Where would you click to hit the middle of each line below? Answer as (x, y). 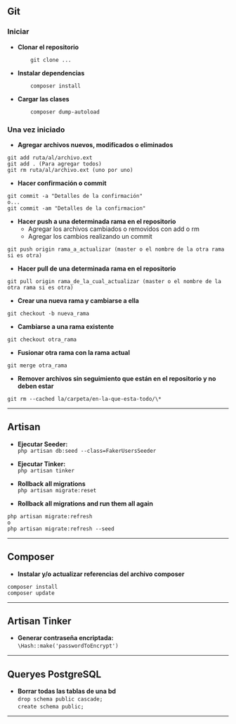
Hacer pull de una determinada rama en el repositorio (97, 268)
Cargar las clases (43, 99)
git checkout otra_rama (42, 339)
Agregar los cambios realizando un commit (90, 236)
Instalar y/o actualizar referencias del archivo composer (101, 574)
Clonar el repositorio (48, 47)
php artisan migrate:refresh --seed (61, 529)
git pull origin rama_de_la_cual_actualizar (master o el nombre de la (114, 281)
